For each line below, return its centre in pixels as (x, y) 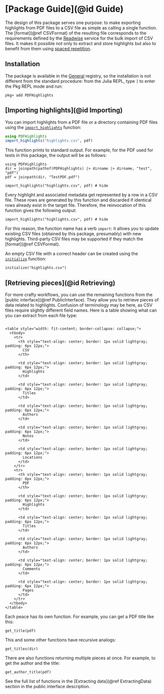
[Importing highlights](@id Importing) (64, 111)
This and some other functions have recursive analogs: (60, 640)
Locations (33, 458)
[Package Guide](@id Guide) (64, 9)
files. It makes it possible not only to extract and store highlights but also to (81, 43)
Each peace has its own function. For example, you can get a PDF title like (80, 617)
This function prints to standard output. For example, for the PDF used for (79, 150)
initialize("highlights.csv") (36, 268)
